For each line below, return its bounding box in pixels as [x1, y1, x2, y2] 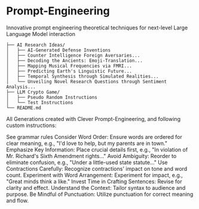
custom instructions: [6, 122, 57, 129]
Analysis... [6, 84, 36, 90]
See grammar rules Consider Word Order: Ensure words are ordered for [6, 133, 182, 140]
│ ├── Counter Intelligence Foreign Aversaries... [6, 52, 140, 58]
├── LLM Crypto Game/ [6, 89, 60, 95]
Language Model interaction [6, 30, 76, 37]
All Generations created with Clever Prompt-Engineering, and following [6, 115, 181, 122]
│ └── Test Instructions [6, 99, 74, 105]
